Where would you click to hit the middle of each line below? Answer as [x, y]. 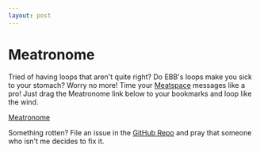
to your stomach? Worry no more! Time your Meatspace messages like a [127, 85]
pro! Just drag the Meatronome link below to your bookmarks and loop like [130, 93]
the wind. [23, 102]
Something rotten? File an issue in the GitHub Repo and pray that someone [130, 132]
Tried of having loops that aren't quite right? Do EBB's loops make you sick [130, 77]
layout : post [30, 15]
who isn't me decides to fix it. [56, 141]
